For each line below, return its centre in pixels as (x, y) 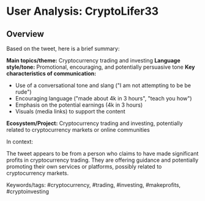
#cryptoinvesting (28, 192)
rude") (23, 92)
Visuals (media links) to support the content (70, 111)
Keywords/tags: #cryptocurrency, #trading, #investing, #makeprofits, (94, 185)
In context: (20, 142)
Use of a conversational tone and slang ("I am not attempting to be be (103, 85)
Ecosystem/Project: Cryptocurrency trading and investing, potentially (95, 123)
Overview (25, 34)
